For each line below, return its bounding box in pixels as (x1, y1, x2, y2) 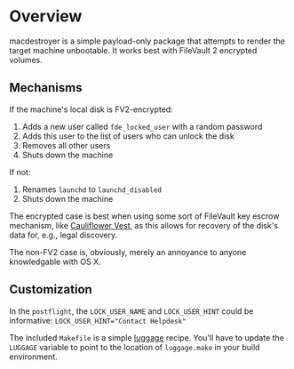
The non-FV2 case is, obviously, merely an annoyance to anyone (9, 246, 247, 257)
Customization (9, 282, 93, 297)
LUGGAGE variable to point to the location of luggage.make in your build (9, 341, 260, 352)
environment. (9, 351, 58, 362)
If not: (9, 166, 31, 177)
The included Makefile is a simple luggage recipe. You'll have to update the (9, 332, 284, 343)
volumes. (9, 54, 43, 65)
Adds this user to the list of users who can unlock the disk (21, 131, 235, 141)
